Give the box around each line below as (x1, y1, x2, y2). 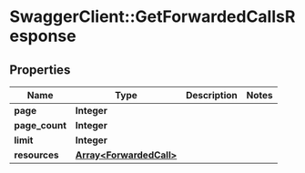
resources (14, 148, 59, 161)
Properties (9, 62, 71, 77)
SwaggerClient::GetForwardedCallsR (9, 6, 296, 27)
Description (185, 89, 239, 101)
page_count (14, 119, 66, 131)
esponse (9, 25, 76, 46)
